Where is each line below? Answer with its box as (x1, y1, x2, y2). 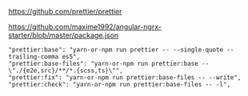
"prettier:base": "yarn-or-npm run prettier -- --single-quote (8, 46, 224, 54)
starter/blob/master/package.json (8, 31, 119, 40)
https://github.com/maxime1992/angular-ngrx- (8, 22, 162, 31)
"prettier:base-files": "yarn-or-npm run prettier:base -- (8, 60, 210, 67)
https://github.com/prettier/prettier (8, 7, 122, 16)
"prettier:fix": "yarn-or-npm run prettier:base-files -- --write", (8, 74, 242, 82)
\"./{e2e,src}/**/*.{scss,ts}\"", (8, 67, 124, 75)
